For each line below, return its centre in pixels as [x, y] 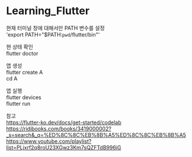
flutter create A [25, 72]
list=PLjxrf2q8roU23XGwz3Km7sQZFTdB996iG [64, 147]
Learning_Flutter [48, 11]
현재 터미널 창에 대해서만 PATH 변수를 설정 [55, 28]
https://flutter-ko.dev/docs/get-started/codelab [64, 122]
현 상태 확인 [20, 47]
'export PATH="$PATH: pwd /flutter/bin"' [53, 34]
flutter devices [24, 97]
